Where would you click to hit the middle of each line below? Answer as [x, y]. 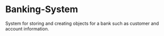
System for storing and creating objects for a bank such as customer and [82, 23]
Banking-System [42, 9]
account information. [27, 28]
